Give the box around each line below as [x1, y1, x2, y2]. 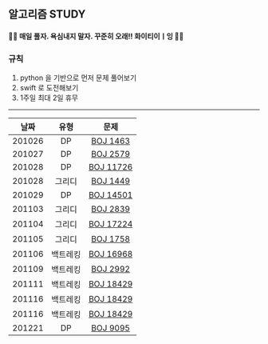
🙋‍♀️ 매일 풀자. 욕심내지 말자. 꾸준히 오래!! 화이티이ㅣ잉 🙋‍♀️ [8, 31, 184, 41]
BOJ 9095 [91, 322, 130, 334]
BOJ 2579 [91, 149, 130, 160]
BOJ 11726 [89, 162, 133, 173]
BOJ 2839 [91, 203, 130, 214]
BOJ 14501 [89, 190, 133, 201]
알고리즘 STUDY [8, 7, 86, 22]
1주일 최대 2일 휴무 [19, 93, 79, 102]
